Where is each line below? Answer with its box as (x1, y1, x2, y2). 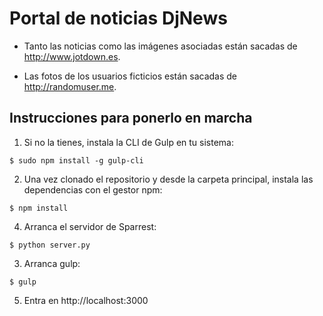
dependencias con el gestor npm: (23, 183, 163, 196)
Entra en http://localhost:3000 (23, 294, 149, 306)
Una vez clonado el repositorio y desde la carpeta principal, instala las (23, 173, 314, 185)
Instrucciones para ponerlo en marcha (9, 110, 253, 127)
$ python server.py (9, 240, 91, 250)
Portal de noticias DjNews (9, 7, 228, 30)
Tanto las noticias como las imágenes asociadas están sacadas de (23, 40, 298, 52)
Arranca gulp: (23, 257, 81, 269)
